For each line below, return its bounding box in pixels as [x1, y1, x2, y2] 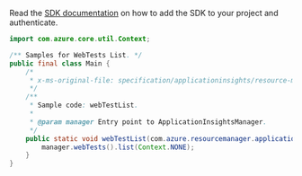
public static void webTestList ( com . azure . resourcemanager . [25, 134, 255, 143]
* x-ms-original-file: [29, 75, 115, 84]
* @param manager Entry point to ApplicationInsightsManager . [29, 117, 268, 127]
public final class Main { [9, 58, 111, 68]
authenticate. [9, 17, 58, 28]
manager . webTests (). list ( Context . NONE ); [41, 143, 195, 152]
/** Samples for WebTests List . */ [9, 50, 143, 59]
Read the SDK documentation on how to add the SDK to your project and [9, 8, 279, 18]
